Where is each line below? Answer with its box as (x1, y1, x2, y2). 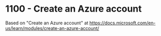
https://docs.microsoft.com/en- (89, 20, 156, 26)
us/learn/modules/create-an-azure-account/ (5, 25, 100, 31)
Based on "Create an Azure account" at (5, 20, 88, 26)
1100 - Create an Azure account (5, 3, 142, 15)
